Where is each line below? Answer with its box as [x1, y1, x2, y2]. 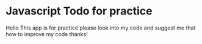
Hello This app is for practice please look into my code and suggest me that [5, 24, 196, 31]
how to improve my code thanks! [5, 30, 88, 37]
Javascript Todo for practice [5, 4, 153, 18]
